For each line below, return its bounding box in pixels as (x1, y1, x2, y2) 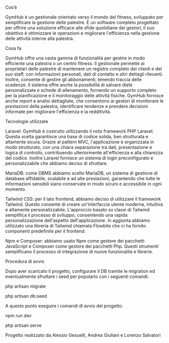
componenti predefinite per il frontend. (5, 228, 86, 234)
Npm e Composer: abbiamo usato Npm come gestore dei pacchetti (5, 238, 145, 244)
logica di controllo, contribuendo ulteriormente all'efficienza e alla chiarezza (5, 150, 163, 155)
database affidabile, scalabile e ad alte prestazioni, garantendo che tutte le (5, 176, 160, 181)
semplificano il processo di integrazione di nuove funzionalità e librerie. (5, 249, 153, 254)
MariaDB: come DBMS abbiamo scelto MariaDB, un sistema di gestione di (5, 170, 158, 176)
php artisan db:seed (5, 293, 47, 299)
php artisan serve (5, 322, 42, 328)
